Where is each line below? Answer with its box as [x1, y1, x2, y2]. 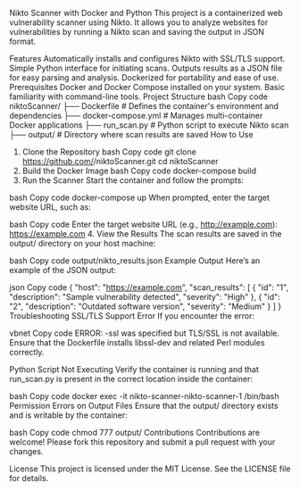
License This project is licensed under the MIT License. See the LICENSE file [9, 463, 291, 474]
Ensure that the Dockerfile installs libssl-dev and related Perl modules [9, 337, 265, 347]
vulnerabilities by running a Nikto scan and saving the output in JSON [9, 27, 265, 37]
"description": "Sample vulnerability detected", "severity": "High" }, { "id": [9, 292, 281, 302]
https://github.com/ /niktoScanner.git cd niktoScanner [21, 156, 219, 166]
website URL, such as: [9, 202, 91, 212]
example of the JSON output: [9, 265, 117, 275]
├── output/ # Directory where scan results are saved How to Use [9, 129, 254, 139]
